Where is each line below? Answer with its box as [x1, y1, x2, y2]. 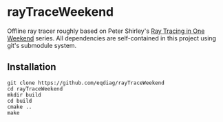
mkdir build [7, 91, 41, 98]
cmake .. [7, 103, 32, 110]
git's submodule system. [7, 41, 77, 49]
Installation [7, 61, 56, 73]
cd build [7, 97, 32, 104]
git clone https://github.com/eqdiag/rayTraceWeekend [7, 80, 165, 86]
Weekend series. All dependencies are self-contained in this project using [7, 34, 217, 42]
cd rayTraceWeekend [7, 85, 63, 93]
